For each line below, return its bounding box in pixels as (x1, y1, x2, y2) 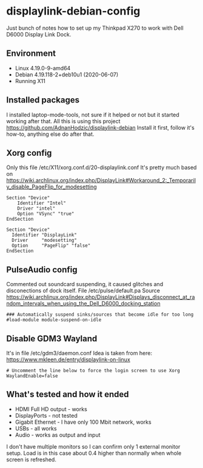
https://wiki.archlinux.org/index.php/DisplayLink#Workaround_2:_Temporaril (6, 177, 196, 184)
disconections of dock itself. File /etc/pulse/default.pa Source (6, 287, 161, 295)
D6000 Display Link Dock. (6, 30, 72, 38)
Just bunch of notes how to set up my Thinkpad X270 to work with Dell (6, 24, 184, 32)
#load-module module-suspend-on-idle (6, 317, 102, 323)
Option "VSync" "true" (17, 211, 75, 217)
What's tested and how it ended (6, 389, 129, 399)
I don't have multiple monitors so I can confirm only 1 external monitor (6, 443, 181, 450)
